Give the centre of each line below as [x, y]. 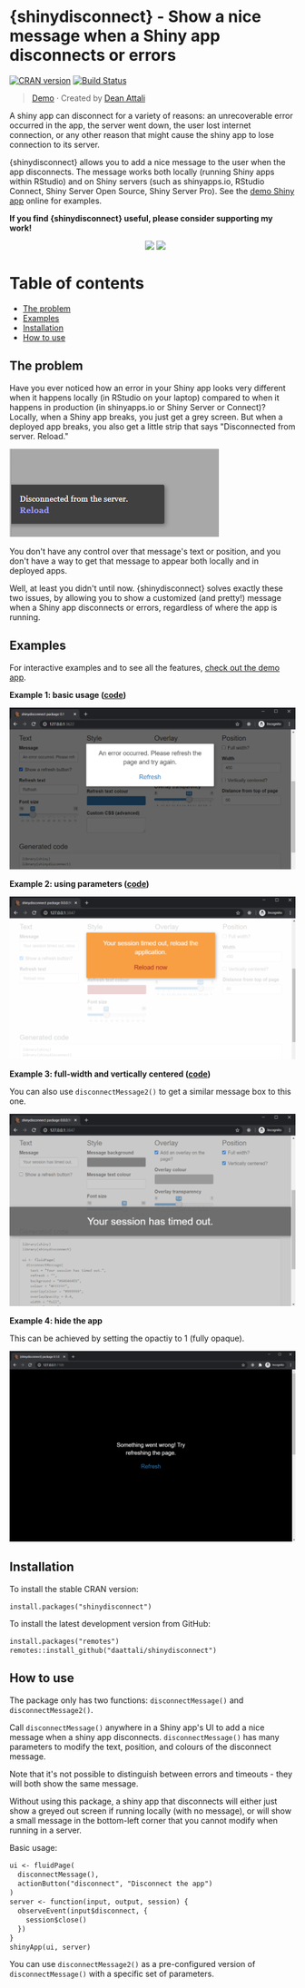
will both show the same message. [74, 1783]
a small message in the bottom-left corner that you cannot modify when [144, 1820]
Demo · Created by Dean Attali [89, 98]
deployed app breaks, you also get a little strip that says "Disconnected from [152, 426]
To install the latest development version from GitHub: [110, 1623]
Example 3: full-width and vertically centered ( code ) [110, 1074]
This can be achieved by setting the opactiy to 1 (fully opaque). [127, 1338]
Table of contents [77, 284]
